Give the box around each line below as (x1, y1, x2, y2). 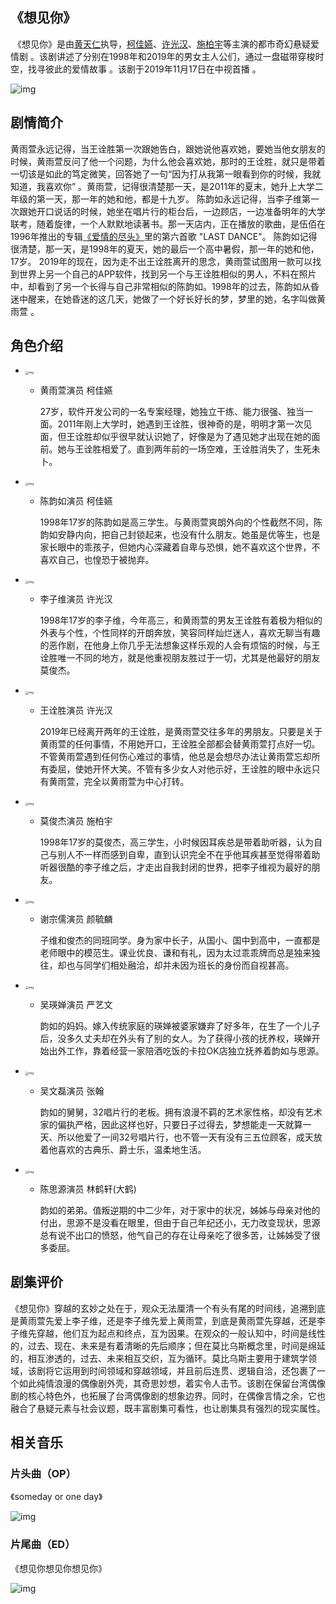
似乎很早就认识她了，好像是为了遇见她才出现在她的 (101, 430, 312, 442)
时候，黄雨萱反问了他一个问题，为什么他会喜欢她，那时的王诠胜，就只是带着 (10, 155, 326, 167)
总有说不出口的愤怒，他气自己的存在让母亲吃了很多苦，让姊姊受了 (39, 1229, 312, 1241)
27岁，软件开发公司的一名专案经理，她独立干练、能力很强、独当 (39, 405, 305, 417)
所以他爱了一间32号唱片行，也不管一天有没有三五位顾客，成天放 (57, 1131, 323, 1143)
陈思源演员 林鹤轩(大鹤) (39, 1183, 137, 1195)
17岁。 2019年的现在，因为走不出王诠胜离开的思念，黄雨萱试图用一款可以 (10, 255, 313, 267)
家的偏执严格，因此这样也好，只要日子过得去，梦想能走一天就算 (39, 1118, 303, 1130)
